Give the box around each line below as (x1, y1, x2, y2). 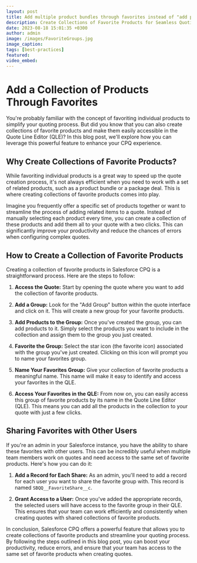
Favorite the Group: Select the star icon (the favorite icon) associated (14, 342, 184, 350)
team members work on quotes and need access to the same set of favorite (6, 454, 189, 461)
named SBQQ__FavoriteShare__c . (14, 484, 93, 491)
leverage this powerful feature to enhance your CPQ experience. (6, 140, 162, 147)
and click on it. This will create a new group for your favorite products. (14, 307, 185, 314)
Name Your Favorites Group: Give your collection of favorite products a (14, 367, 189, 374)
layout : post (6, 8, 38, 15)
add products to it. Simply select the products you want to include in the (14, 325, 189, 332)
